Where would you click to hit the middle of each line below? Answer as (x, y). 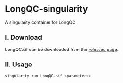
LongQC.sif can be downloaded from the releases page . (62, 49)
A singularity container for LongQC (40, 22)
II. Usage (19, 65)
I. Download (24, 38)
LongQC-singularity (47, 9)
